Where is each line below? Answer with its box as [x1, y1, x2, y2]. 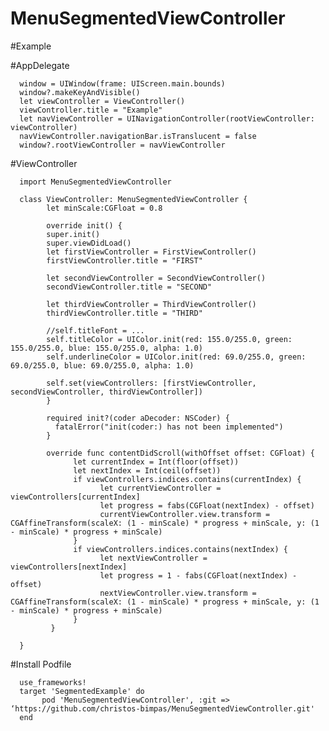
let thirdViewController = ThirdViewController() [46, 299, 257, 309]
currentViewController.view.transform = [99, 509, 271, 519]
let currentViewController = [99, 483, 222, 493]
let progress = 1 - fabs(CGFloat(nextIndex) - [99, 570, 298, 581]
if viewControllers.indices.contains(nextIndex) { [73, 544, 288, 554]
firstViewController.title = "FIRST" [46, 255, 203, 266]
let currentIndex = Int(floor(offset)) [73, 457, 240, 467]
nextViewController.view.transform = [99, 588, 257, 598]
